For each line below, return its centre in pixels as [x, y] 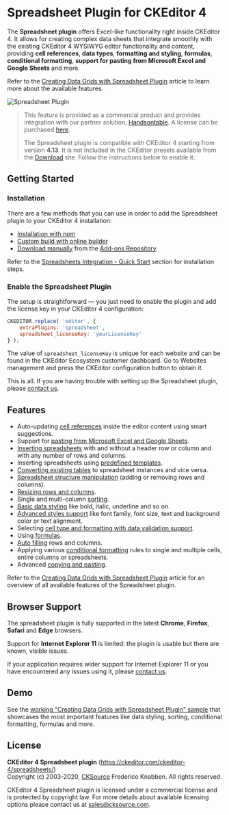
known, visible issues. [38, 651]
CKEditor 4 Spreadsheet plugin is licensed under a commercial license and [112, 790]
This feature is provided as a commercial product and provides [112, 115]
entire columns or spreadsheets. [63, 557]
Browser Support [44, 607]
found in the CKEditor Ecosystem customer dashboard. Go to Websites [107, 361]
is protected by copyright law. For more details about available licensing [108, 797]
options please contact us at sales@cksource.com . [79, 804]
